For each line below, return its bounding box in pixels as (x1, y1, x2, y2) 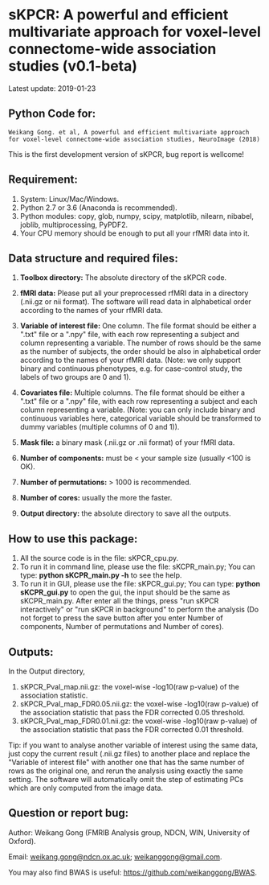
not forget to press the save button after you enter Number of (19, 613, 223, 623)
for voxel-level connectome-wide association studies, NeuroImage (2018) (8, 135, 261, 143)
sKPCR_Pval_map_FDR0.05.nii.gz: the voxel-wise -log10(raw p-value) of (19, 699, 259, 709)
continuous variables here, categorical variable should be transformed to (19, 414, 262, 423)
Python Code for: (8, 107, 96, 121)
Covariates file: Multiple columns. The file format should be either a (19, 388, 246, 397)
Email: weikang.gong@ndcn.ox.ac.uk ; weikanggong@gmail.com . (8, 851, 222, 862)
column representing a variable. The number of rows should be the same (19, 338, 262, 348)
